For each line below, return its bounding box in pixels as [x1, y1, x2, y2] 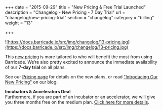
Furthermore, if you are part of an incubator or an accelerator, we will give [5, 94, 156, 100]
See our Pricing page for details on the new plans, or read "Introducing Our [5, 74, 158, 79]
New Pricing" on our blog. [5, 79, 58, 85]
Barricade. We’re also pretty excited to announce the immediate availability [5, 59, 158, 65]
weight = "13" [5, 20, 33, 26]
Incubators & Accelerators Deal [5, 89, 71, 94]
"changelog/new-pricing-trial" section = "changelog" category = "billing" [5, 15, 154, 20]
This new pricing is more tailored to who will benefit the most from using [5, 54, 153, 60]
